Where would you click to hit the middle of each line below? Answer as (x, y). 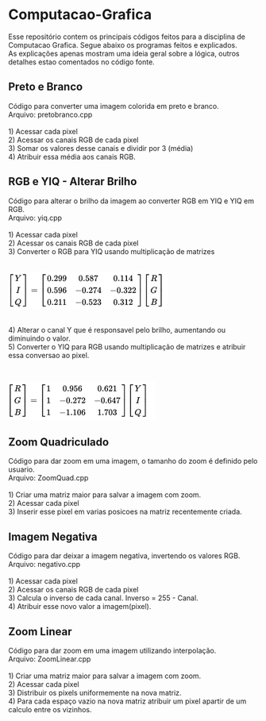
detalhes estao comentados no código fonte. (81, 62)
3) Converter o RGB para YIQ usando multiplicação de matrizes (112, 251)
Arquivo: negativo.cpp (44, 565)
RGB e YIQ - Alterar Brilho (73, 181)
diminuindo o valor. (39, 338)
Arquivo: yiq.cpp (35, 218)
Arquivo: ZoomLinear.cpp (50, 659)
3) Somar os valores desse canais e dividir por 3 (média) (101, 148)
